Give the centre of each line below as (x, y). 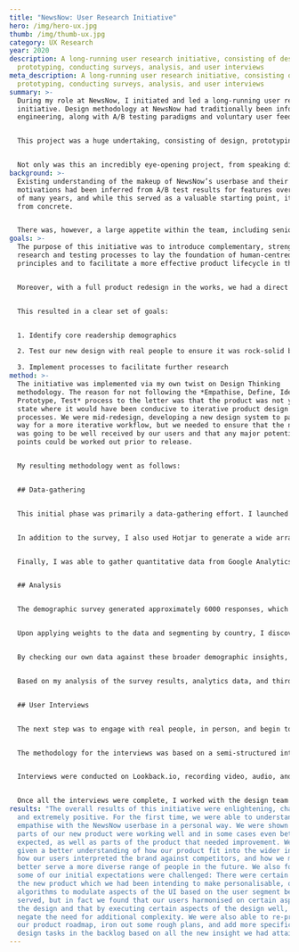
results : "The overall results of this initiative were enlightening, (143, 809)
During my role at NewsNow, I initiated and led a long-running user (149, 100)
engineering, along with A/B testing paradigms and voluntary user (145, 117)
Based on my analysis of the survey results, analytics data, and (143, 681)
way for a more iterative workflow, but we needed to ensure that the (151, 426)
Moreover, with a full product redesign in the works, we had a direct (153, 287)
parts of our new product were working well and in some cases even (147, 834)
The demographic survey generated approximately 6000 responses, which (153, 609)
